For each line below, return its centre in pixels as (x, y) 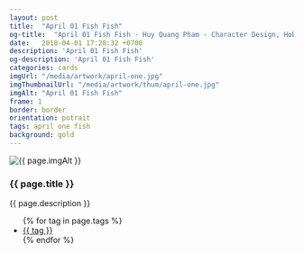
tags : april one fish (50, 127)
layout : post (34, 18)
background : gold (42, 135)
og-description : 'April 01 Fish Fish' (82, 59)
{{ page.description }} (50, 203)
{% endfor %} (48, 240)
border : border (38, 110)
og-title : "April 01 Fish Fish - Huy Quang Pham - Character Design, (145, 34)
